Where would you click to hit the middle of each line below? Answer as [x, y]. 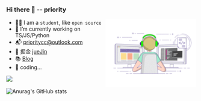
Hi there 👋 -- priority [36, 10]
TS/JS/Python [32, 35]
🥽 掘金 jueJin [31, 52]
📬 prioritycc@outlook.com [49, 42]
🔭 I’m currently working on [48, 29]
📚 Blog [24, 59]
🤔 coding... [28, 67]
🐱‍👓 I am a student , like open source [58, 23]
